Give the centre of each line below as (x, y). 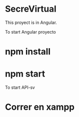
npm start (25, 74)
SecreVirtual (31, 9)
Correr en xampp (40, 107)
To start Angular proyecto (31, 32)
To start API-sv (20, 88)
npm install (28, 52)
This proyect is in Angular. (31, 22)
